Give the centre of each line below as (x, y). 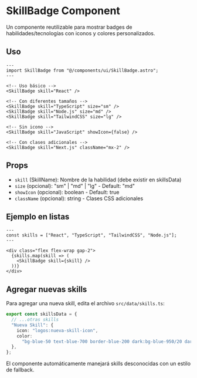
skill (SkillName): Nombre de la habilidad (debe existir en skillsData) (98, 180)
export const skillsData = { (42, 314)
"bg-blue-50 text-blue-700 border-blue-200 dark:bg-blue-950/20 (102, 342)
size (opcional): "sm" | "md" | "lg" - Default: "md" (75, 185)
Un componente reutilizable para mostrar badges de (69, 27)
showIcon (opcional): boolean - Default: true (67, 192)
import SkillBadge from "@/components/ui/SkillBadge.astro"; (82, 70)
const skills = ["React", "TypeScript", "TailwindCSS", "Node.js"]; (91, 235)
